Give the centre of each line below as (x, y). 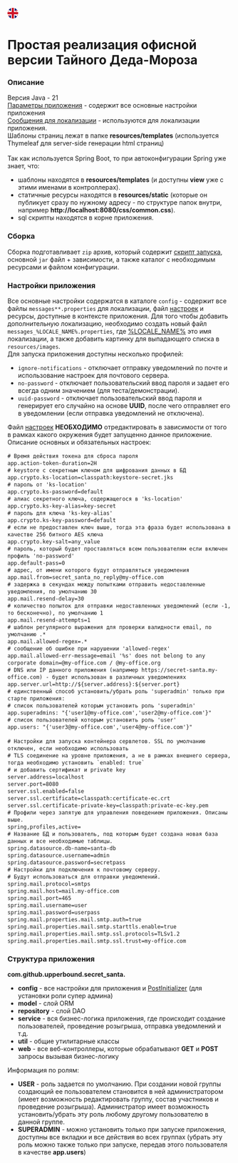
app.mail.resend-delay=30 (46, 599)
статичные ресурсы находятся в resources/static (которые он (113, 195)
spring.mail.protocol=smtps (49, 884)
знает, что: (24, 166)
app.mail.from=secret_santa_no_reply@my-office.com (86, 578)
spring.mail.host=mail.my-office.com (63, 891)
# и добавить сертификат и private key (67, 770)
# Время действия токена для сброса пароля (73, 456)
